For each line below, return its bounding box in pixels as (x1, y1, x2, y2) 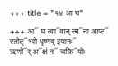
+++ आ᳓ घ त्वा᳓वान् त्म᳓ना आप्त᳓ (9, 26, 110, 36)
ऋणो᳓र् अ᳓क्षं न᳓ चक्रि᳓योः (9, 46, 86, 57)
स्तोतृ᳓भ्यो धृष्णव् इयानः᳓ (9, 36, 77, 46)
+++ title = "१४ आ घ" (9, 8, 84, 18)
